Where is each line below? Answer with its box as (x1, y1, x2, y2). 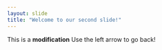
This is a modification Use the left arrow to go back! (7, 35, 156, 43)
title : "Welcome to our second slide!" (7, 16, 122, 23)
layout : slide (7, 10, 48, 17)
